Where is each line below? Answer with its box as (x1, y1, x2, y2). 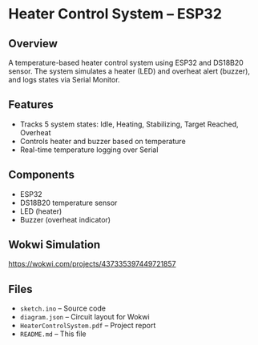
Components (8, 168, 75, 182)
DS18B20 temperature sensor (19, 198, 118, 207)
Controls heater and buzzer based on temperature (19, 136, 186, 146)
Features (8, 98, 54, 112)
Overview (8, 37, 58, 50)
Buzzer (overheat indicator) (19, 215, 111, 224)
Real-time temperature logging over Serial (19, 145, 159, 154)
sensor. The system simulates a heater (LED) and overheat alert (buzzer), (8, 66, 251, 76)
